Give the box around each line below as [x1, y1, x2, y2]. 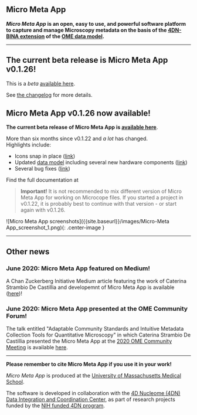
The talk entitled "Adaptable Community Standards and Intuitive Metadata [6, 325, 184, 332]
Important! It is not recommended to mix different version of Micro [20, 188, 182, 195]
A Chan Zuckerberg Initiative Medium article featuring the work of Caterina [6, 278, 186, 285]
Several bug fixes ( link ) [14, 165, 70, 172]
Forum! [6, 312, 28, 320]
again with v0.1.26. [20, 206, 66, 213]
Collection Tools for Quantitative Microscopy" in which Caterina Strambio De [6, 331, 191, 339]
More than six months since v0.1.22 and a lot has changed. [6, 135, 148, 142]
